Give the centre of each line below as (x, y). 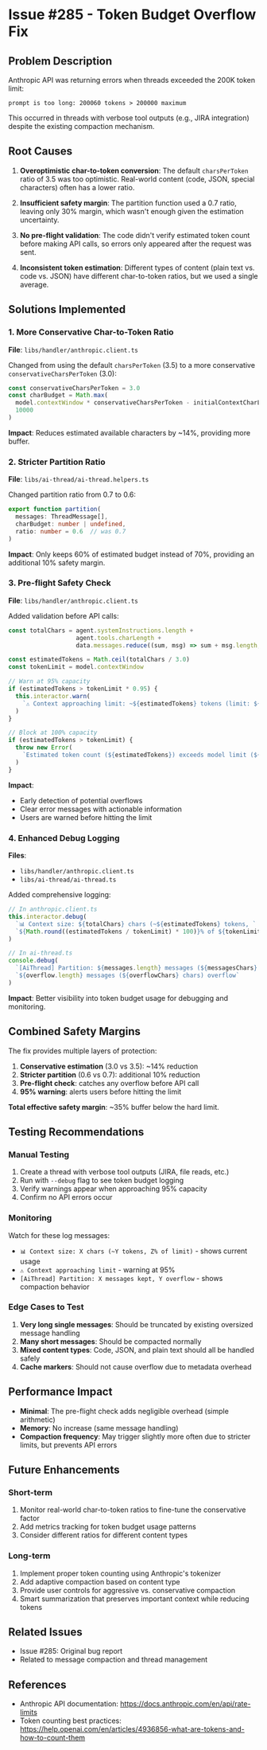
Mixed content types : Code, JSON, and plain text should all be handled (137, 1350)
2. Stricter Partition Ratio (57, 462)
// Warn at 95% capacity (49, 682)
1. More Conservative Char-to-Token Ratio (91, 332)
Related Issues (45, 1633)
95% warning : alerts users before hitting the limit (101, 1092)
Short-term (31, 1492)
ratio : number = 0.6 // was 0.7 (71, 531)
